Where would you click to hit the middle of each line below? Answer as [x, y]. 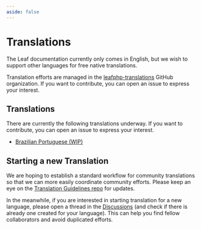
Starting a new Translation [58, 161]
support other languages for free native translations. [72, 65]
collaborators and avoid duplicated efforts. [60, 220]
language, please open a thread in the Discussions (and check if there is [97, 207]
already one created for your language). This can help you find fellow [93, 213]
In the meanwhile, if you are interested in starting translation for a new [94, 200]
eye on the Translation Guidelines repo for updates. [71, 188]
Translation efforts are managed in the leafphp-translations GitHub [90, 77]
